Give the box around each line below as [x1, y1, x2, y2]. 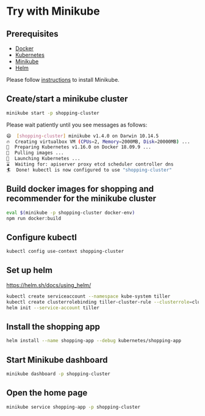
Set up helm [6, 265, 53, 276]
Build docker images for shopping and [6, 184, 154, 194]
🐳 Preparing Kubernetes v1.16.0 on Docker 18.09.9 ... [6, 144, 151, 150]
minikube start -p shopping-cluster [6, 110, 99, 116]
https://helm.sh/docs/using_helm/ [6, 281, 92, 288]
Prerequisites [6, 29, 59, 39]
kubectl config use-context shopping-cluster [6, 249, 124, 255]
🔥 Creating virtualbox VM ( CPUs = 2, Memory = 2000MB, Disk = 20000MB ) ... [6, 139, 190, 145]
